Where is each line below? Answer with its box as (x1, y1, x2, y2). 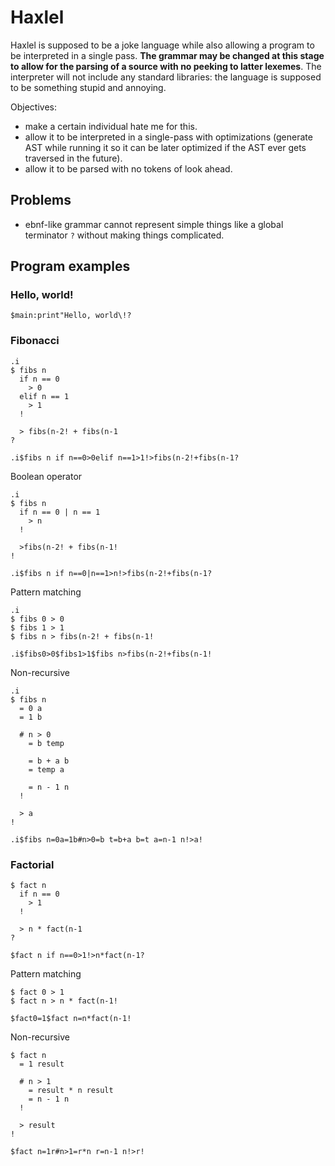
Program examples (10, 258, 131, 275)
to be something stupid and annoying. (10, 81, 167, 93)
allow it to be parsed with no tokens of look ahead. (24, 162, 233, 175)
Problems (10, 192, 72, 209)
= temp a (28, 764, 65, 775)
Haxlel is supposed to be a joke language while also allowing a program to (10, 39, 315, 51)
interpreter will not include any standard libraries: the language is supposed (10, 71, 322, 83)
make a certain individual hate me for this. (24, 120, 198, 132)
